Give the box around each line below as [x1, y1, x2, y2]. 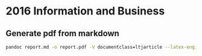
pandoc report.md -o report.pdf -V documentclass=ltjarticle [5, 44, 163, 50]
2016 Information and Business [5, 4, 165, 18]
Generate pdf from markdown [5, 28, 120, 39]
